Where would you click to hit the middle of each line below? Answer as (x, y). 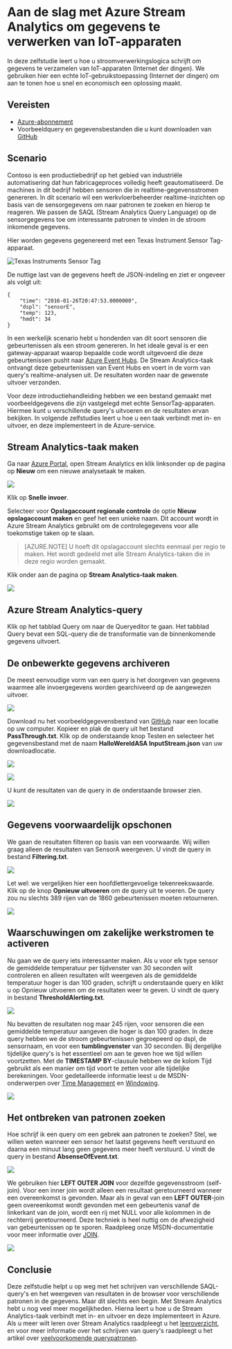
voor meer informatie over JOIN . (53, 1235)
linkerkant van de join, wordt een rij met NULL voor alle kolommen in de (109, 1213)
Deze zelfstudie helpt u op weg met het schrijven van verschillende (103, 1286)
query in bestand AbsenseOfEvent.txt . (63, 1156)
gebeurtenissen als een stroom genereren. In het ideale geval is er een (108, 345)
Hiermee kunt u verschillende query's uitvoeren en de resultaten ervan (108, 410)
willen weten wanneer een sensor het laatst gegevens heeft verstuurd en (111, 1142)
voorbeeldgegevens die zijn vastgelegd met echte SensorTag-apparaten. (111, 403)
